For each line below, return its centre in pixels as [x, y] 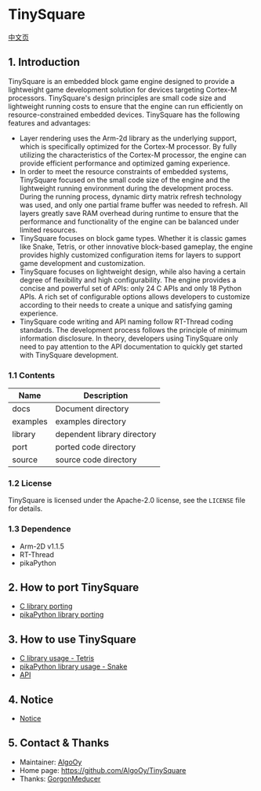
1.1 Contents [32, 375]
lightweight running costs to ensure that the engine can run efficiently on [126, 106]
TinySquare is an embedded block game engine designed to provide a [121, 81]
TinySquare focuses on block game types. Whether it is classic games [133, 238]
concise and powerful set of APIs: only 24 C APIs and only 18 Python [130, 288]
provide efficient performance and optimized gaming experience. [125, 163]
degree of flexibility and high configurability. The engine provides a [128, 279]
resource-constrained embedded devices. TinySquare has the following [124, 115]
